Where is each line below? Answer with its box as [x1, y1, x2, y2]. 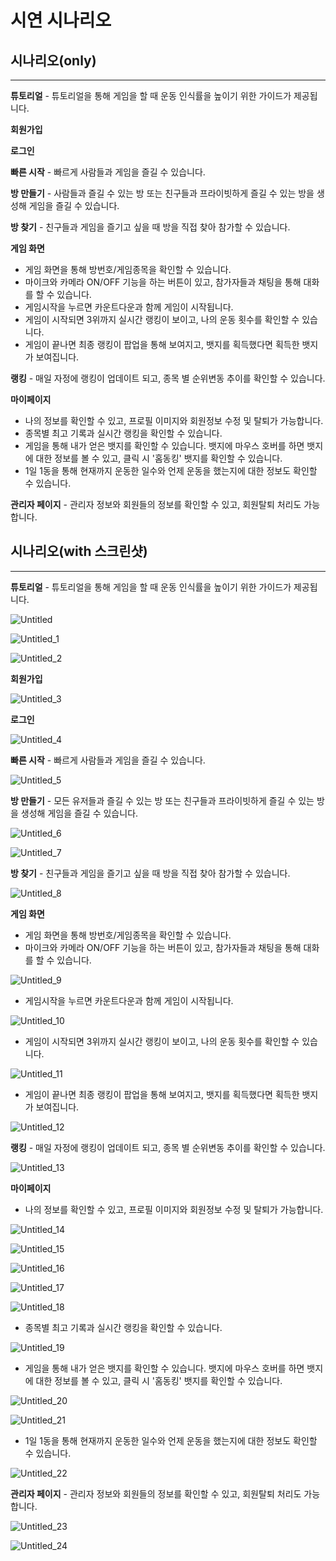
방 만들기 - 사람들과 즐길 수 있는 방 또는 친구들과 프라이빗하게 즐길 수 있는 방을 [10, 187, 315, 199]
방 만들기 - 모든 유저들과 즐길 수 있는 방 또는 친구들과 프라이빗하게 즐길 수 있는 [10, 794, 315, 806]
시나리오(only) [10, 52, 97, 69]
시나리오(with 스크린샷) [10, 543, 148, 560]
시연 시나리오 [10, 9, 112, 32]
